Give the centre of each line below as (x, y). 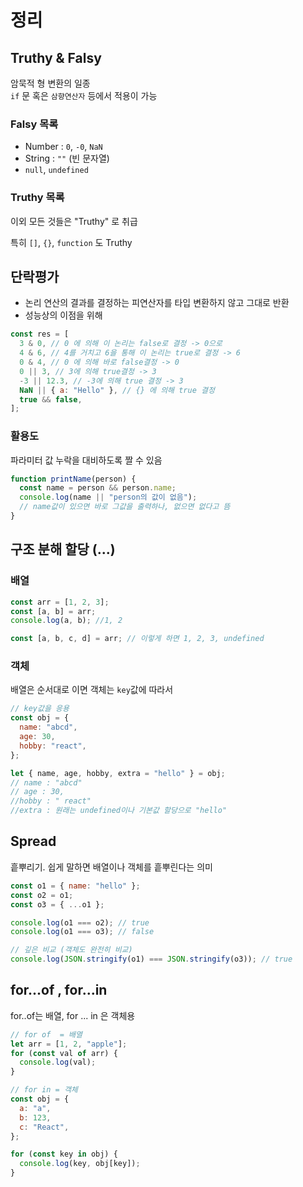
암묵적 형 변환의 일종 (50, 83)
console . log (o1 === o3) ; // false (82, 932)
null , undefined (56, 170)
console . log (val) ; (58, 1062)
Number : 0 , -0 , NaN (63, 147)
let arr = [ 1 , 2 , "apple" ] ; (69, 1044)
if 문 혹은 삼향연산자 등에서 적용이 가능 (84, 95)
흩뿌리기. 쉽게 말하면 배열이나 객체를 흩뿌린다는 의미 (111, 867)
